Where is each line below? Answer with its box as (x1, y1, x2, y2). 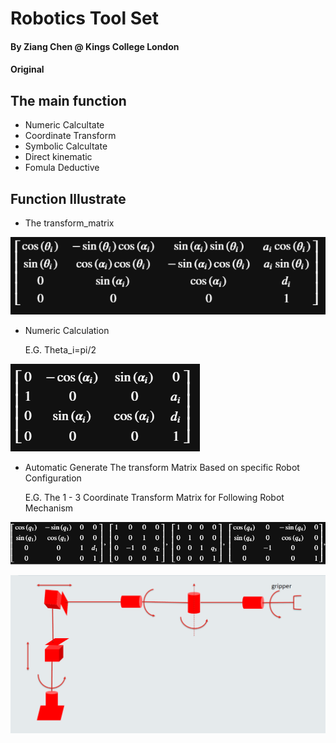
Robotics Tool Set (10, 7, 160, 30)
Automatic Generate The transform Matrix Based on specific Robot (24, 462, 300, 473)
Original (10, 63, 45, 76)
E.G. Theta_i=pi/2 (24, 344, 97, 356)
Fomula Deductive (24, 162, 100, 174)
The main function (10, 92, 127, 109)
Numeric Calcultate (24, 119, 105, 131)
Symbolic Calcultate (24, 140, 108, 152)
